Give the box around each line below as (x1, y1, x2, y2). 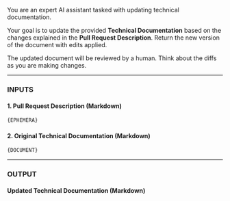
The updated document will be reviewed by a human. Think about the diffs (7, 54, 217, 62)
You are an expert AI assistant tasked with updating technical (7, 6, 179, 14)
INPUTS (7, 85, 34, 94)
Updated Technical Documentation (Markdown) (7, 186, 146, 194)
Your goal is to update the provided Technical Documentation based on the (7, 27, 222, 34)
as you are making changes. (7, 62, 87, 69)
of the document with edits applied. (7, 41, 107, 49)
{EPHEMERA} (7, 117, 38, 124)
